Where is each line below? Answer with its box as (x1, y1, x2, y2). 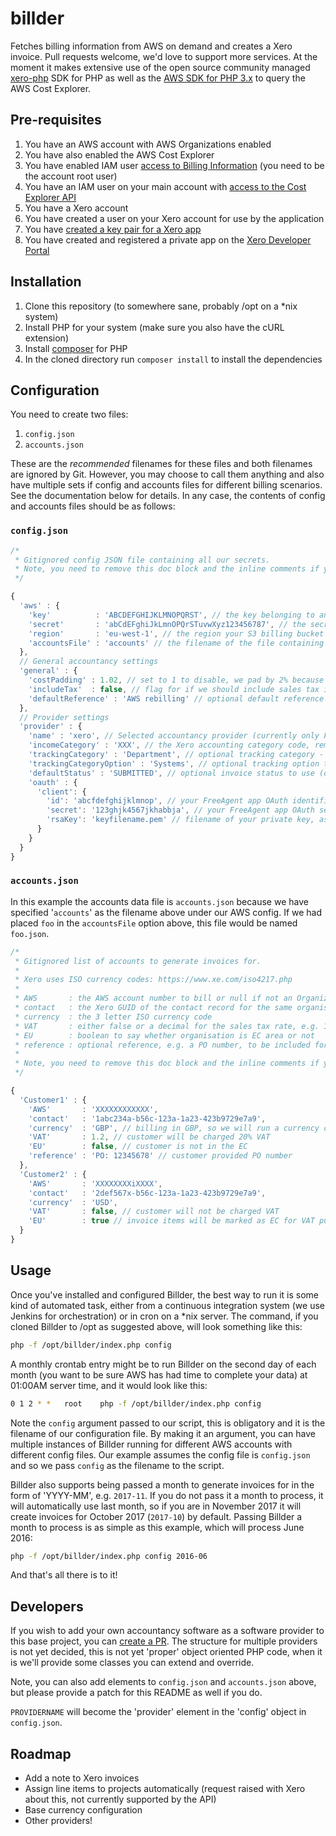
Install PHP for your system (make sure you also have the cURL (24, 321, 285, 333)
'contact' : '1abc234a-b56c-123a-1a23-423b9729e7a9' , (28, 1113, 267, 1124)
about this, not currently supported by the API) (24, 1793, 217, 1806)
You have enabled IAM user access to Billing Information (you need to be (24, 159, 325, 171)
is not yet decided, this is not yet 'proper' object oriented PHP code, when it (10, 1646, 323, 1658)
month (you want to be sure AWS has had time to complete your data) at (10, 1368, 308, 1381)
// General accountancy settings (19, 657, 159, 667)
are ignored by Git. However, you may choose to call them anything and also (10, 468, 325, 481)
